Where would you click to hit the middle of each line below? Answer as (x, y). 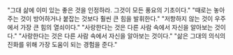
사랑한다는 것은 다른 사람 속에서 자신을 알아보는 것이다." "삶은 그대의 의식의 (123, 36)
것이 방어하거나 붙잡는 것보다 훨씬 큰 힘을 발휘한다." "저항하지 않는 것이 (116, 19)
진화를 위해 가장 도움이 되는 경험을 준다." (62, 44)
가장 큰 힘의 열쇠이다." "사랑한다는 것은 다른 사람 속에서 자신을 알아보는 (116, 27)
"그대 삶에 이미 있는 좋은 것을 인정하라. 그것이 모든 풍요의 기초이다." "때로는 (110, 10)
